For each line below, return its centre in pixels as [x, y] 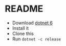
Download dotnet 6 [32, 23]
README [24, 9]
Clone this [23, 33]
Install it [20, 28]
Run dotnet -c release [36, 39]
